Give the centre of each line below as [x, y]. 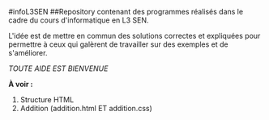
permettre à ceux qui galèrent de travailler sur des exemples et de [118, 44]
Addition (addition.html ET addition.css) [86, 108]
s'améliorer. [28, 53]
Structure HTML [47, 99]
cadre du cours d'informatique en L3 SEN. [79, 20]
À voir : [21, 84]
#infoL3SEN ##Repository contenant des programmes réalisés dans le [126, 12]
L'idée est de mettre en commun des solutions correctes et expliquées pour [134, 36]
